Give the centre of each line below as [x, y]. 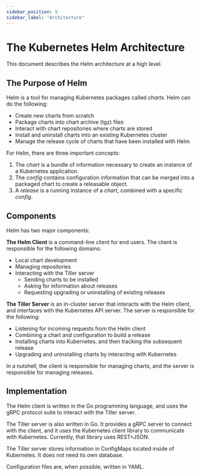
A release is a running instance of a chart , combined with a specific [99, 190]
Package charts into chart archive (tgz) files [69, 122]
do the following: [27, 104]
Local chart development [46, 260]
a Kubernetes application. [47, 171]
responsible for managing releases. [50, 373]
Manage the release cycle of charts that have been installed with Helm [102, 141]
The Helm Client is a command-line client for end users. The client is [92, 242]
